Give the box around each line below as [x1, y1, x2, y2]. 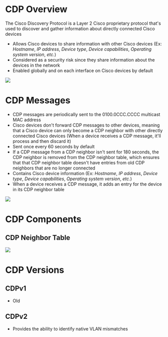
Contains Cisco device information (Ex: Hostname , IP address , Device [12, 170, 158, 176]
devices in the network [12, 62, 61, 68]
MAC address [12, 117, 41, 123]
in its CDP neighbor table [12, 186, 65, 192]
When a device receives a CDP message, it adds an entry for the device [12, 181, 162, 187]
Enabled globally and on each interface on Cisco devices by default [12, 67, 153, 74]
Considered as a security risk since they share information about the [12, 57, 155, 63]
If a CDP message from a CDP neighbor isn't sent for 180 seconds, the [12, 149, 159, 155]
